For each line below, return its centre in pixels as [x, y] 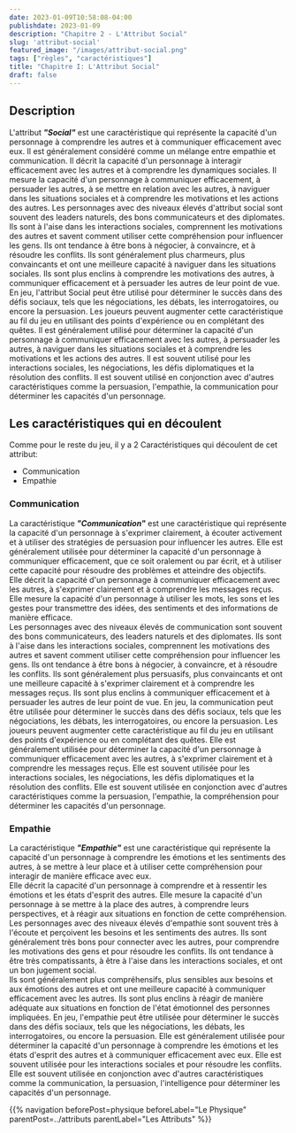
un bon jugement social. [53, 970]
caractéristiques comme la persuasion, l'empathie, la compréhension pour [144, 796]
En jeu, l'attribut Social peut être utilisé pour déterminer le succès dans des [146, 292]
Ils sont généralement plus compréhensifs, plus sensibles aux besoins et [141, 979]
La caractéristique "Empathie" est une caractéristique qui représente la [140, 848]
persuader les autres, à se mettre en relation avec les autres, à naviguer [140, 189]
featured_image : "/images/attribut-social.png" [99, 50]
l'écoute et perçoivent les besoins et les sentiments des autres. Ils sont [138, 932]
